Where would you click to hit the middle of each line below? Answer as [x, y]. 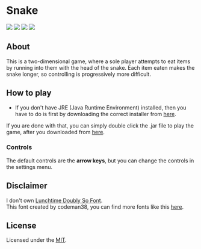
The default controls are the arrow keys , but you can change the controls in [100, 161]
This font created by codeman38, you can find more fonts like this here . [95, 207]
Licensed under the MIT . [37, 240]
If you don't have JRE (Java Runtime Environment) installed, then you [100, 107]
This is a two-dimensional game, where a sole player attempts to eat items [98, 61]
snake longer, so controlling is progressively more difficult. [79, 74]
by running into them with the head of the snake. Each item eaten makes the [100, 67]
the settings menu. [29, 167]
